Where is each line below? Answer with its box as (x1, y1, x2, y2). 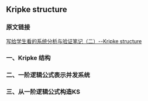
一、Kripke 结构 (6, 54, 51, 62)
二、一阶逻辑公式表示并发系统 (6, 71, 91, 79)
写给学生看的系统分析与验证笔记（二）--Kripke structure (6, 37, 142, 44)
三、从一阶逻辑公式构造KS (6, 88, 81, 96)
